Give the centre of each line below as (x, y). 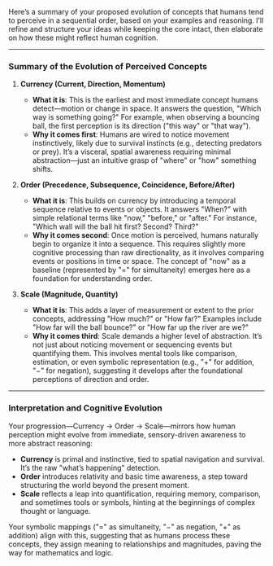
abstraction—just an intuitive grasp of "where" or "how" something (144, 160)
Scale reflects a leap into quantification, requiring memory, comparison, (141, 494)
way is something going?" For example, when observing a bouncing (146, 117)
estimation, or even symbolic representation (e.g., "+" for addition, (143, 362)
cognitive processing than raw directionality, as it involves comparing (148, 252)
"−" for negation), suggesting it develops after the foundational (138, 371)
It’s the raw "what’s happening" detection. (90, 467)
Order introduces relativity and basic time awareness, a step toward (134, 476)
